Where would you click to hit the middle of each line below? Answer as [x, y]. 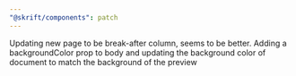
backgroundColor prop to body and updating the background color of [138, 52]
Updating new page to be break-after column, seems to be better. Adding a [148, 43]
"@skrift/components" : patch [64, 17]
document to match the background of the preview [103, 62]
